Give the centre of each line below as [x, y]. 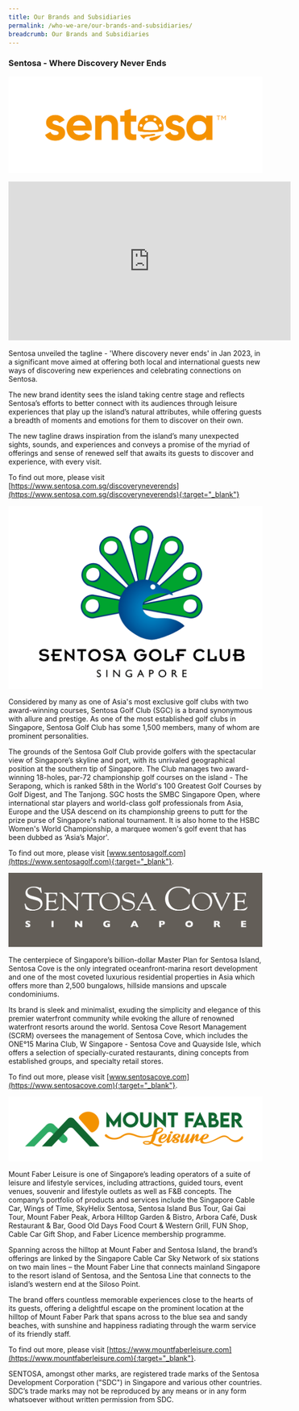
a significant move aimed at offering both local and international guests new [134, 362]
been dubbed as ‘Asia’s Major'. [59, 837]
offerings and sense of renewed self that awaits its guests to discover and [131, 453]
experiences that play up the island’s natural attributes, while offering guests [135, 412]
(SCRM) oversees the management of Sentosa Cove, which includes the [128, 1035]
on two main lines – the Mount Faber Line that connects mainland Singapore [134, 1267]
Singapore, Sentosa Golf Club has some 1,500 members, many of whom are [134, 728]
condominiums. [34, 994]
